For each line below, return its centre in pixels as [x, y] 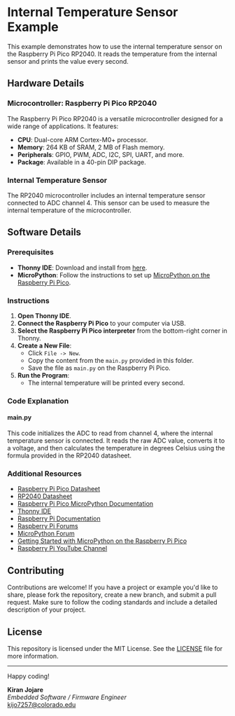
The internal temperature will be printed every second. [106, 383]
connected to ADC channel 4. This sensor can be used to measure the [108, 202]
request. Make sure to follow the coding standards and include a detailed [113, 603]
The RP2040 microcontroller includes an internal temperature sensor [106, 195]
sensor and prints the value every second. [68, 61]
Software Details [44, 232]
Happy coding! [29, 676]
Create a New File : [44, 345]
